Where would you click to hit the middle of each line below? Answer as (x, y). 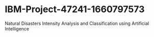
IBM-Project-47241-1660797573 (75, 9)
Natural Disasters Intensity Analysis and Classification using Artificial (77, 23)
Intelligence (17, 28)
